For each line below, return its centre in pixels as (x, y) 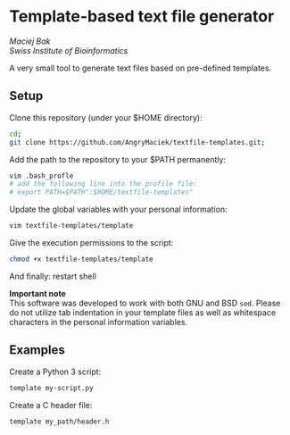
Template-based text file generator (142, 17)
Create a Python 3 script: (55, 372)
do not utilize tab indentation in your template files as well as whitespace (143, 312)
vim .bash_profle (41, 176)
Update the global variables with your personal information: (118, 209)
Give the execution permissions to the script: (91, 243)
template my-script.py (51, 388)
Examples (37, 350)
